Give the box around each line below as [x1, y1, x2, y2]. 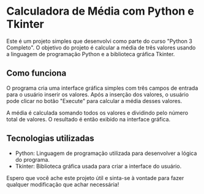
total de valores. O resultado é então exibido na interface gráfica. [6, 115, 171, 123]
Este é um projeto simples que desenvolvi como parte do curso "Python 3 [6, 37, 193, 45]
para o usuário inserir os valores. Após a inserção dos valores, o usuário [6, 90, 189, 98]
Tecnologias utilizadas [6, 133, 94, 144]
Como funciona [6, 68, 67, 79]
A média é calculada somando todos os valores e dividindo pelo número [6, 109, 189, 117]
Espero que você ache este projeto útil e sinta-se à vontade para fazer [6, 174, 184, 181]
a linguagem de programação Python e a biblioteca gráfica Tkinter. [6, 50, 175, 57]
